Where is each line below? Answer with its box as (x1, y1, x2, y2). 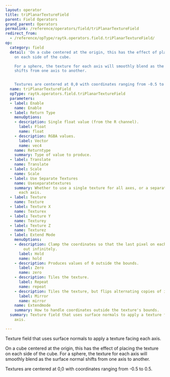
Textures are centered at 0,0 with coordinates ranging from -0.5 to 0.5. (5, 365, 153, 372)
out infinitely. (23, 246, 58, 252)
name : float (18, 129, 44, 134)
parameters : (10, 96, 35, 101)
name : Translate (14, 162, 49, 167)
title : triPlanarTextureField (5, 12, 69, 17)
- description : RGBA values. (14, 134, 76, 139)
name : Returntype (14, 148, 51, 153)
